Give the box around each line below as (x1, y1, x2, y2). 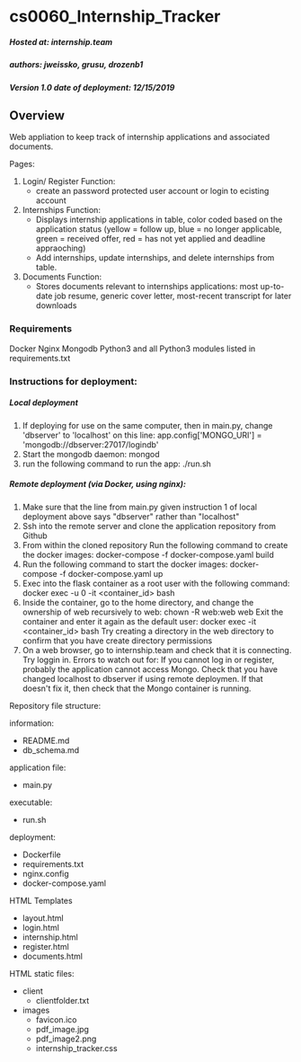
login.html (22, 922, 60, 933)
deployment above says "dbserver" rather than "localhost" (22, 510, 240, 522)
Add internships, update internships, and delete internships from (35, 252, 275, 263)
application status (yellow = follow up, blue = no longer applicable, (35, 224, 282, 235)
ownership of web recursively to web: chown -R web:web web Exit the (22, 606, 284, 617)
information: (9, 717, 55, 729)
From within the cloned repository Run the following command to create (22, 539, 288, 550)
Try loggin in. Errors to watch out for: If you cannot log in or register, (22, 654, 275, 665)
